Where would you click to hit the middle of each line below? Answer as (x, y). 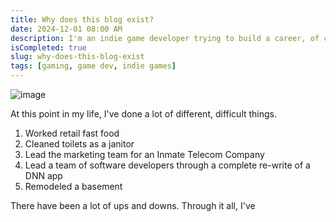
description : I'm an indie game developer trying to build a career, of (165, 38)
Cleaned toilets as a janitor (79, 144)
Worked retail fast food (72, 133)
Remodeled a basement (73, 186)
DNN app (43, 175)
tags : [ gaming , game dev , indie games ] (93, 66)
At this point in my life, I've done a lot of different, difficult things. (144, 114)
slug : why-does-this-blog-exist (77, 57)
